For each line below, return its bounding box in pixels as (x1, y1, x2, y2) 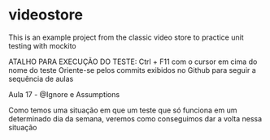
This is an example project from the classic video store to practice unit (8, 32, 244, 42)
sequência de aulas (8, 74, 74, 83)
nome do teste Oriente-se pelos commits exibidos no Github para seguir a (8, 65, 256, 74)
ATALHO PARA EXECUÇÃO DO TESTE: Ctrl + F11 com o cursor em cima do (8, 57, 258, 66)
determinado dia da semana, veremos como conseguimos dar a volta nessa (8, 113, 263, 123)
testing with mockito (8, 40, 76, 50)
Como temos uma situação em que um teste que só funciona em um (8, 105, 237, 115)
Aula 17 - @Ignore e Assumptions (8, 89, 120, 99)
